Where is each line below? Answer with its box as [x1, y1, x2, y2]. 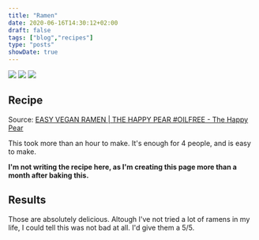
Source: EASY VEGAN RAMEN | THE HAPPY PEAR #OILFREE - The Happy [8, 114, 249, 124]
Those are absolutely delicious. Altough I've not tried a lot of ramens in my [8, 214, 250, 223]
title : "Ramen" [8, 11, 58, 20]
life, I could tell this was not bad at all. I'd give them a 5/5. [8, 223, 195, 232]
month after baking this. [8, 171, 89, 180]
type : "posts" [8, 41, 55, 49]
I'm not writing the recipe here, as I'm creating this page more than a [8, 162, 237, 171]
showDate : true [8, 48, 58, 56]
